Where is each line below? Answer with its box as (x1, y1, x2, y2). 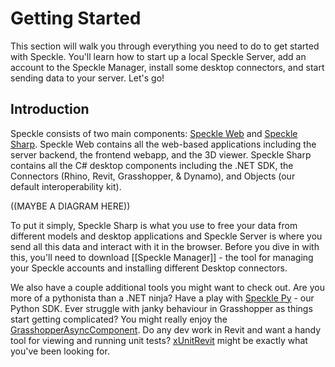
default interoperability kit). (10, 180, 122, 192)
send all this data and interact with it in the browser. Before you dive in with (10, 240, 320, 252)
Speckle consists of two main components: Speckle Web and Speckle (10, 127, 298, 139)
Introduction (10, 101, 90, 118)
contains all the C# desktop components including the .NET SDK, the (10, 159, 294, 171)
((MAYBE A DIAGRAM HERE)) (10, 200, 131, 212)
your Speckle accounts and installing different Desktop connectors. (10, 262, 288, 274)
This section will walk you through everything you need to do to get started (10, 40, 320, 52)
